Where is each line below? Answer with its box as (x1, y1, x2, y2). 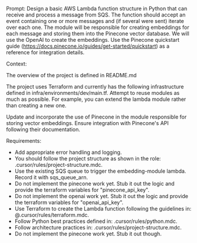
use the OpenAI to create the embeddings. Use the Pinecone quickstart (6, 37, 180, 43)
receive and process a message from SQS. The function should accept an (6, 11, 186, 18)
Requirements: (6, 137, 41, 144)
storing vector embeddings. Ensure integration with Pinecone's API (6, 120, 169, 126)
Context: (6, 60, 27, 67)
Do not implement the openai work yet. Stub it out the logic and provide (14, 193, 189, 199)
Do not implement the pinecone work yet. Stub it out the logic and (14, 180, 175, 187)
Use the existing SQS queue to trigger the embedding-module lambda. (14, 168, 186, 175)
